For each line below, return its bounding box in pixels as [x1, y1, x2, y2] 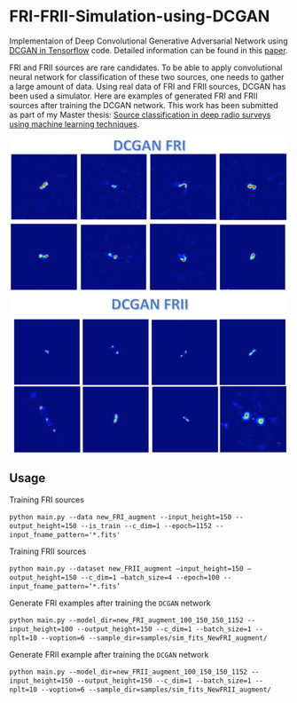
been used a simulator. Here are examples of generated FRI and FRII [9, 91, 259, 101]
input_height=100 [9, 624, 74, 634]
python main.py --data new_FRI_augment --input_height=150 [9, 512, 232, 521]
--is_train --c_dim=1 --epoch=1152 [80, 521, 213, 530]
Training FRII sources [9, 546, 87, 557]
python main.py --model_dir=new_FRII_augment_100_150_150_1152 [9, 667, 248, 676]
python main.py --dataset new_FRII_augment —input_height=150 [9, 564, 244, 573]
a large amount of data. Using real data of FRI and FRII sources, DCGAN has [9, 81, 286, 91]
